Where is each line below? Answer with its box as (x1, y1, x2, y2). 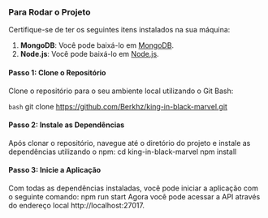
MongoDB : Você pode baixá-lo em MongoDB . (19, 41, 175, 50)
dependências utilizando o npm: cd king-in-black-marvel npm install (8, 147, 237, 156)
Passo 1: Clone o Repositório (8, 67, 106, 77)
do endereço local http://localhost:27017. (8, 200, 145, 210)
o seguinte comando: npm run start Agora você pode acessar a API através (8, 191, 261, 201)
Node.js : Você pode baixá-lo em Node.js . (19, 49, 160, 59)
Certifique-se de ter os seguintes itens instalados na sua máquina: (8, 25, 231, 35)
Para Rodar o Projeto (8, 6, 91, 18)
